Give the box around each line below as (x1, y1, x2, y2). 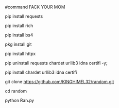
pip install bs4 (5, 32, 33, 38)
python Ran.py (5, 97, 34, 103)
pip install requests (5, 13, 43, 19)
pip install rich (5, 23, 33, 28)
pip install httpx (5, 51, 36, 56)
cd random (5, 88, 27, 94)
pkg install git (5, 41, 32, 47)
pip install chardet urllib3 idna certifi (5, 69, 77, 75)
